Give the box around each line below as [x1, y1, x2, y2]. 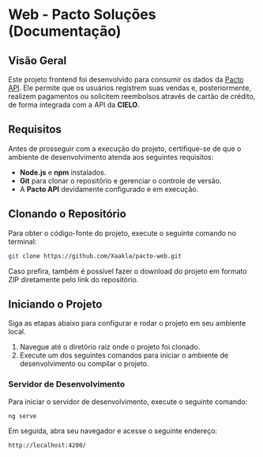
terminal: [8, 236, 37, 246]
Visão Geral [8, 54, 67, 67]
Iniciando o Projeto [8, 297, 103, 311]
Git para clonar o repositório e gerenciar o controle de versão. [19, 176, 222, 185]
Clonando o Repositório [8, 207, 126, 221]
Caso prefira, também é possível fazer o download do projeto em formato [8, 266, 247, 276]
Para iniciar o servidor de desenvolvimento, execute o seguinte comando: [8, 397, 248, 406]
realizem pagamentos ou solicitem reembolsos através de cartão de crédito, [8, 92, 256, 100]
